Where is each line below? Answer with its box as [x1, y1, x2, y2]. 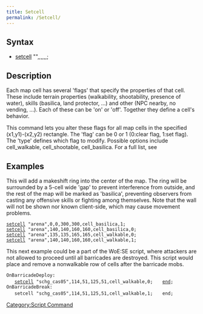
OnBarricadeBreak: [6, 284, 53, 290]
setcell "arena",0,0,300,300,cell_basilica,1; [6, 221, 126, 227]
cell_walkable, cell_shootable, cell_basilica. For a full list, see [6, 144, 158, 151]
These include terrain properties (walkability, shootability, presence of [6, 93, 181, 101]
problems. [6, 209, 32, 216]
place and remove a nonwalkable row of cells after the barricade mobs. [6, 260, 184, 267]
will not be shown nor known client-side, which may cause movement [6, 202, 181, 210]
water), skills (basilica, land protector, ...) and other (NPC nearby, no [6, 99, 176, 107]
